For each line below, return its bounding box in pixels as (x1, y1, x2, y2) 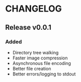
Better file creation (12, 65, 51, 71)
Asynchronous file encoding (12, 60, 71, 66)
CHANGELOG (5, 3, 62, 15)
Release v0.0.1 (5, 23, 52, 32)
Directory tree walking (12, 49, 59, 55)
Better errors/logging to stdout (12, 71, 76, 77)
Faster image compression (12, 55, 68, 61)
